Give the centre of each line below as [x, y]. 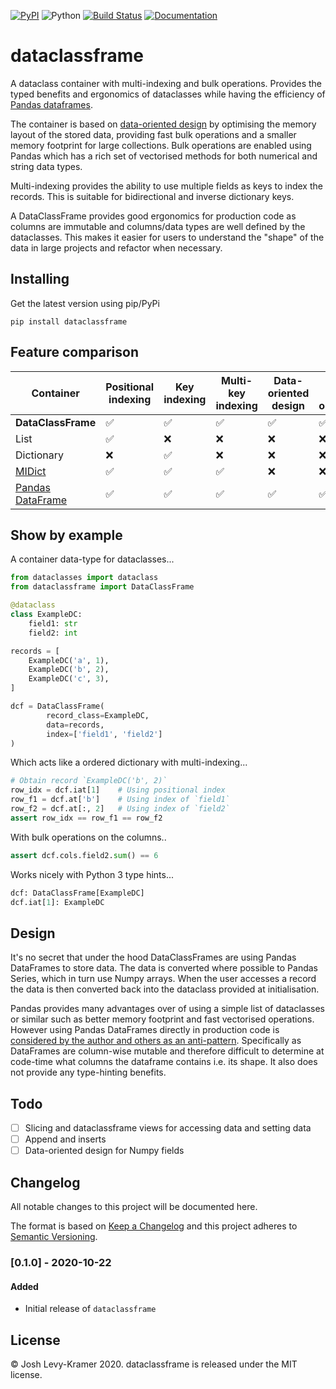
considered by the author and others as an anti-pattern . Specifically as [156, 1041]
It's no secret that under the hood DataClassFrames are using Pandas [153, 957]
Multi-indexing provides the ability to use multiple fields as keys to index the [166, 186]
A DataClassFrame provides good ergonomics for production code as [153, 216]
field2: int [53, 633]
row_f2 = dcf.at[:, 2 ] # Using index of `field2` [120, 809]
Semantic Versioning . [54, 1236]
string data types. [46, 166]
